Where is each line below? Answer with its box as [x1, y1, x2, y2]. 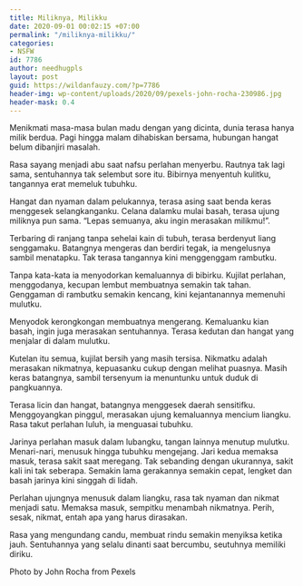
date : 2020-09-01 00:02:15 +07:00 [9, 22, 141, 31]
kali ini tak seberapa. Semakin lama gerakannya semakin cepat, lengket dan [9, 465, 292, 476]
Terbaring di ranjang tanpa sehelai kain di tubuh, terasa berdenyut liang [9, 233, 277, 244]
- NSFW [9, 47, 34, 56]
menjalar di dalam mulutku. [9, 336, 111, 347]
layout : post [9, 73, 59, 82]
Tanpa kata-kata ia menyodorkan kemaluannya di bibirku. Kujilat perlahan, [9, 269, 287, 281]
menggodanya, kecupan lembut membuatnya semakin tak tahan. [9, 279, 251, 290]
